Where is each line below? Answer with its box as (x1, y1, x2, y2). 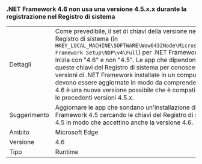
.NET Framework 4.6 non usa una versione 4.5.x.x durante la (6, 5, 187, 13)
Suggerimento (9, 111, 50, 119)
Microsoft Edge (55, 128, 99, 137)
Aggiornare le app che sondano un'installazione (55, 103, 191, 112)
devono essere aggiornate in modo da (55, 78, 162, 87)
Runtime (55, 148, 79, 156)
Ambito (9, 128, 30, 137)
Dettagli (9, 60, 31, 69)
